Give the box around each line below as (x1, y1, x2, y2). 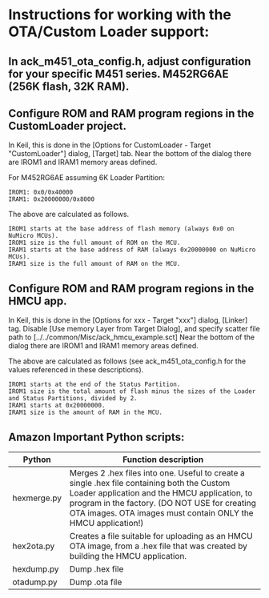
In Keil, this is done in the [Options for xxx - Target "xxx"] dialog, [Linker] (8, 315, 248, 325)
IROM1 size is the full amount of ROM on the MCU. (8, 239, 181, 247)
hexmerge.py (12, 492, 62, 504)
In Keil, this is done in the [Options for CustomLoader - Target (8, 140, 211, 150)
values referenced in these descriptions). (8, 365, 144, 375)
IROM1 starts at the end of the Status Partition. (8, 380, 181, 389)
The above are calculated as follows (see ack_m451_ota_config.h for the (8, 356, 247, 366)
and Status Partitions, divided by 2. (8, 395, 138, 403)
